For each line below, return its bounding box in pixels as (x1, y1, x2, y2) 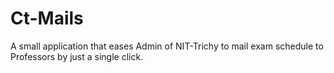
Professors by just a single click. (10, 50, 144, 62)
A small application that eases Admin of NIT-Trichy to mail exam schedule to (10, 40, 324, 52)
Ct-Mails (10, 7, 84, 30)
